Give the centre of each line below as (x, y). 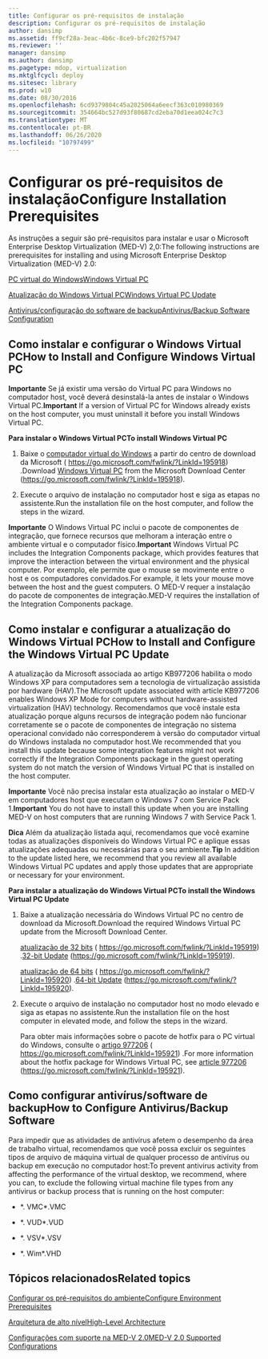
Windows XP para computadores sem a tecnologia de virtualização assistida (134, 682)
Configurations (33, 1346)
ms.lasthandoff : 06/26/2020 (55, 135)
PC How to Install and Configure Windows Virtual (132, 356)
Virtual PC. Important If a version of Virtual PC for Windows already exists (129, 406)
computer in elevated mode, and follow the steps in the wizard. (124, 1021)
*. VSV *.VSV (40, 1238)
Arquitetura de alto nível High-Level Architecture (87, 1322)
